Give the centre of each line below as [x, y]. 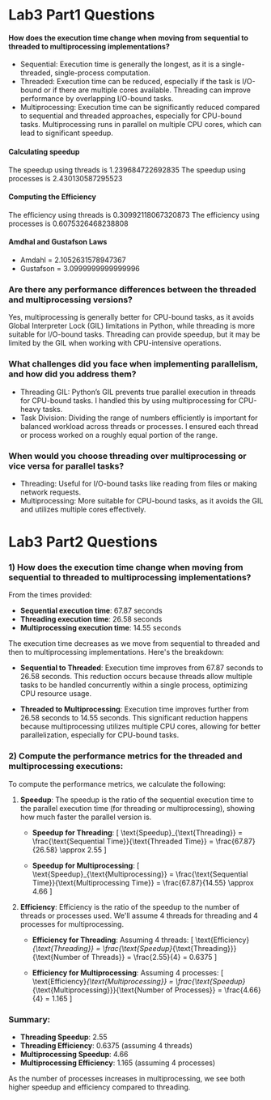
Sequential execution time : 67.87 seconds [91, 611]
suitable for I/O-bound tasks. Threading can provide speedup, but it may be [134, 334]
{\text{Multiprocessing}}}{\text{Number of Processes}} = [127, 990]
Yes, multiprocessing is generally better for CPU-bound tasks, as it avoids [131, 317]
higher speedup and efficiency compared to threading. [100, 1087]
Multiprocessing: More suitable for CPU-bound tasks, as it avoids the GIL [142, 500]
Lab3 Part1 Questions [82, 15]
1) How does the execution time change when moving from [126, 567]
